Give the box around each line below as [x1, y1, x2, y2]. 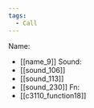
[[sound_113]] [19, 74, 64, 83]
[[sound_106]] [19, 65, 66, 74]
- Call [15, 19, 38, 27]
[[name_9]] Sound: [19, 57, 82, 66]
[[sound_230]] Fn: [19, 82, 80, 92]
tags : [8, 11, 27, 20]
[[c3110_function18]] [19, 90, 87, 100]
